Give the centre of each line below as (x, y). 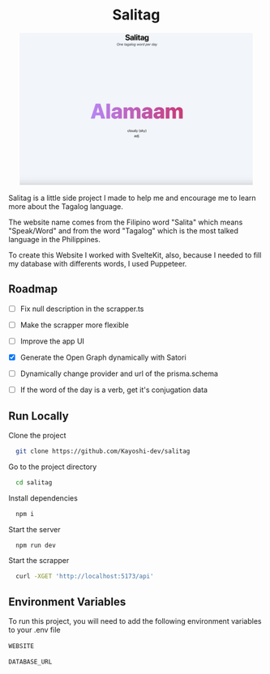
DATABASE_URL (30, 662)
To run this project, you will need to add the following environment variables (135, 621)
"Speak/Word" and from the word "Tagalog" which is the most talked (124, 230)
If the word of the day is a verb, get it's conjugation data (114, 390)
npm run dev (36, 545)
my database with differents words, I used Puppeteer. (98, 263)
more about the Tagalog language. (66, 206)
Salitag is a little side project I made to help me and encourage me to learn (133, 198)
